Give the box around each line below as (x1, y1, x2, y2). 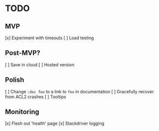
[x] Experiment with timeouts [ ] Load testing (5, 35, 94, 41)
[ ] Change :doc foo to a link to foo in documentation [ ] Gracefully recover (5, 88, 154, 94)
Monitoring (5, 108, 40, 116)
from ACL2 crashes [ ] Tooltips (5, 94, 66, 100)
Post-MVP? (5, 49, 40, 57)
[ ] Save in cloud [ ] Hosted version (5, 61, 75, 68)
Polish (5, 76, 24, 84)
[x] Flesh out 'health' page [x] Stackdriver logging (5, 120, 105, 126)
